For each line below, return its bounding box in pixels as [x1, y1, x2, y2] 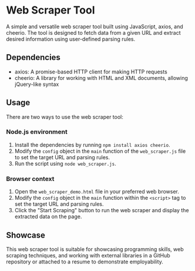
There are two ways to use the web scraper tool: [6, 113, 123, 121]
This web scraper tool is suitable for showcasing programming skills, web [6, 245, 184, 253]
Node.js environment [6, 128, 68, 136]
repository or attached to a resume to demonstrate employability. [6, 258, 163, 265]
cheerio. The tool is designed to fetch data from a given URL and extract [6, 29, 181, 36]
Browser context [6, 175, 55, 183]
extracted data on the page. [14, 213, 82, 220]
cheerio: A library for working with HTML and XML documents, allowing [14, 74, 188, 81]
